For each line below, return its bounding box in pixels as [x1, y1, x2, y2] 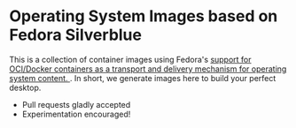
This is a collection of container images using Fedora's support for [9, 54, 252, 64]
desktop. [9, 82, 42, 93]
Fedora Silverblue [9, 25, 142, 45]
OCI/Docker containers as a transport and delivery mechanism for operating [9, 64, 287, 74]
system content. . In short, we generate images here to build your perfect [9, 72, 277, 83]
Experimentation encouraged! [21, 109, 131, 119]
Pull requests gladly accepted [21, 99, 131, 109]
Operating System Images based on [9, 6, 278, 26]
